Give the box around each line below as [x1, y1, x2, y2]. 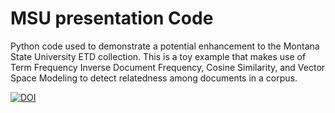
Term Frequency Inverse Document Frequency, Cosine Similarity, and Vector [10, 61, 326, 73]
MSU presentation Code [10, 7, 214, 30]
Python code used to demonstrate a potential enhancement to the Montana [10, 40, 320, 52]
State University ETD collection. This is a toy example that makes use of [10, 50, 307, 62]
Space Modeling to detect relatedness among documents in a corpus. [10, 72, 298, 84]
